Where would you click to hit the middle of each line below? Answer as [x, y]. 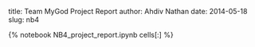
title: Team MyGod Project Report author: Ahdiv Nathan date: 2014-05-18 [128, 11]
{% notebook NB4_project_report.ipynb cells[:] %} [91, 35]
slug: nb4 [24, 20]
